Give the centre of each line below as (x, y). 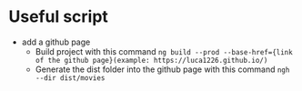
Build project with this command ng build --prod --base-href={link (164, 51)
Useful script (58, 17)
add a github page (56, 42)
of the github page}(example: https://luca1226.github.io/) (151, 60)
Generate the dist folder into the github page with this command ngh (162, 69)
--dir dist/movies (70, 78)
